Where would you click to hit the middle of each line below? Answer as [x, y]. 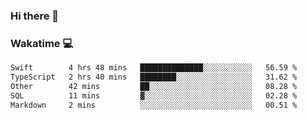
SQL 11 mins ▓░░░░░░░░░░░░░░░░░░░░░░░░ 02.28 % [154, 95]
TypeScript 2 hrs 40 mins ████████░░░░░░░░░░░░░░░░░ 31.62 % [154, 77]
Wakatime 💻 [42, 43]
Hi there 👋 [35, 16]
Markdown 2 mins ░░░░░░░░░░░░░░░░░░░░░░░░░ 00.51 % [154, 105]
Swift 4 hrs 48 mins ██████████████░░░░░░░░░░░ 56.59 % [154, 68]
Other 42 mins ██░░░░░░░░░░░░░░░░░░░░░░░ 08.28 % [154, 86]
